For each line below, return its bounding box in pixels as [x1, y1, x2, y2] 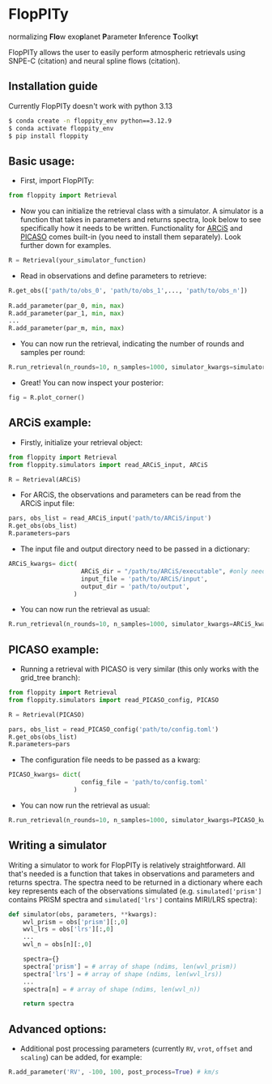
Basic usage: [8, 154, 75, 168]
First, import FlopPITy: [19, 176, 95, 186]
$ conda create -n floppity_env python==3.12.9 [8, 117, 172, 125]
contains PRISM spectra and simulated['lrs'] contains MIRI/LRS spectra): [8, 894, 257, 904]
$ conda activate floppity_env [8, 124, 114, 132]
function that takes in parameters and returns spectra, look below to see [19, 215, 261, 225]
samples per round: [19, 348, 86, 358]
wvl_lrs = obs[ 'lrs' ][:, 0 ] [23, 925, 114, 933]
